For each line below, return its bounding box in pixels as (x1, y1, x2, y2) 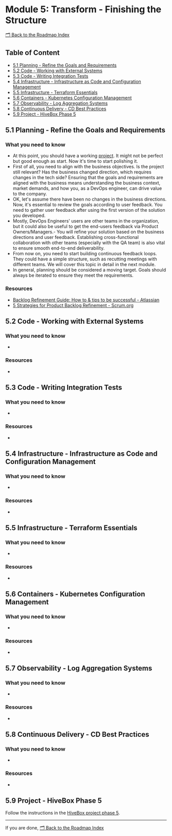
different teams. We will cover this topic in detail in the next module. (12, 261, 156, 268)
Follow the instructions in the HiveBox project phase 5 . (5, 810, 120, 816)
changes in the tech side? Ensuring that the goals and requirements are (12, 174, 163, 181)
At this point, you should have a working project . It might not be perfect (12, 152, 163, 159)
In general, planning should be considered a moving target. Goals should (12, 267, 166, 273)
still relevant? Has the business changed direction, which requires (12, 169, 152, 175)
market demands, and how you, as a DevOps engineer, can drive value (12, 185, 162, 191)
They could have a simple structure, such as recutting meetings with (12, 256, 157, 262)
